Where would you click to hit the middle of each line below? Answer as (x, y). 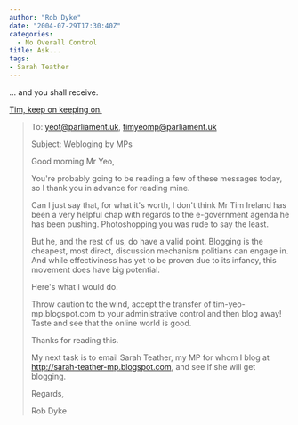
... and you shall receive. (54, 92)
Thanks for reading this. (75, 340)
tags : (19, 59)
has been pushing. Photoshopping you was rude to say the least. (150, 224)
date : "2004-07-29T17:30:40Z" (65, 26)
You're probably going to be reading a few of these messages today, (157, 178)
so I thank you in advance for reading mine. (110, 188)
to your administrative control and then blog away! (189, 313)
